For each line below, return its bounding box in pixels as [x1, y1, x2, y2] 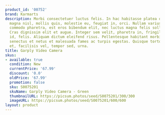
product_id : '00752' [5, 7, 48, 12]
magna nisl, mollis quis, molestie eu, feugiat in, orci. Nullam [9, 21, 146, 26]
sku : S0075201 [9, 84, 38, 90]
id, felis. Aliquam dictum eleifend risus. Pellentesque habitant [9, 35, 148, 40]
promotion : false [9, 80, 45, 85]
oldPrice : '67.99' [9, 75, 48, 80]
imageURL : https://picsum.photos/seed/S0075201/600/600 [9, 98, 126, 103]
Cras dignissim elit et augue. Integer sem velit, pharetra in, [9, 30, 144, 35]
